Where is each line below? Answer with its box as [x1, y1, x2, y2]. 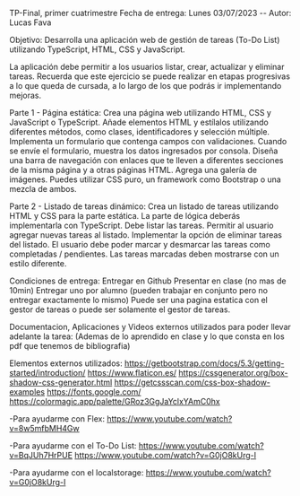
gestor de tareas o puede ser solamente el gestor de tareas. [9, 304, 231, 315]
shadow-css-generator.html [9, 377, 113, 387]
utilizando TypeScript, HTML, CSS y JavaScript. [9, 44, 185, 55]
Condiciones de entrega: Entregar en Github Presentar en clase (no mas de [9, 275, 287, 286]
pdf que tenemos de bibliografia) [9, 341, 131, 351]
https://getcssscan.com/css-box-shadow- [114, 377, 271, 387]
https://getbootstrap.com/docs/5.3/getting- [124, 358, 285, 369]
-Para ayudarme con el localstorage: [9, 467, 144, 478]
